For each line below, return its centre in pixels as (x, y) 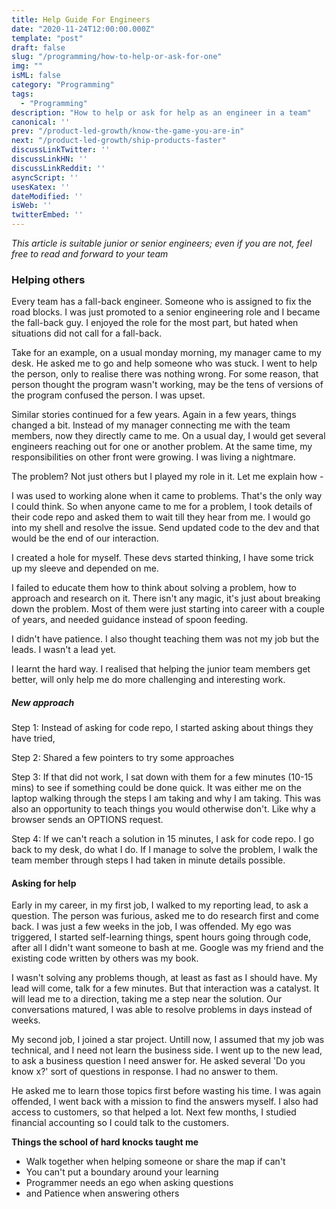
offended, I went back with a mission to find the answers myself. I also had (165, 1102)
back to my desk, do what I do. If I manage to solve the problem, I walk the (164, 850)
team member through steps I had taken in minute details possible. (148, 860)
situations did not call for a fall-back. (87, 333)
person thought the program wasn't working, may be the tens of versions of (167, 385)
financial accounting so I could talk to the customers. (120, 1123)
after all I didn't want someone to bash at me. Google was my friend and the (167, 948)
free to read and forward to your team (90, 254)
